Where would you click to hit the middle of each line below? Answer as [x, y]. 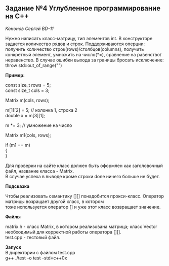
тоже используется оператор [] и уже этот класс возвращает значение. [83, 207]
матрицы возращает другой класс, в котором [55, 201]
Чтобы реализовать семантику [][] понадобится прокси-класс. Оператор [85, 196]
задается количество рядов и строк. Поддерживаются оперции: [75, 44]
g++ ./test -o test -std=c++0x [36, 258]
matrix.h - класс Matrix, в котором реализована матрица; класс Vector [81, 226]
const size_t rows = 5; [28, 85]
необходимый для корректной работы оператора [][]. [63, 232]
